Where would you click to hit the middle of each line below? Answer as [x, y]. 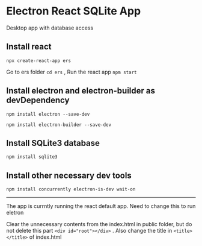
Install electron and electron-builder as [81, 91]
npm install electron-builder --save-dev [59, 125]
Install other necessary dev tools [69, 175]
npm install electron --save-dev [48, 114]
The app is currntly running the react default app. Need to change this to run [101, 206]
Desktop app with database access [50, 28]
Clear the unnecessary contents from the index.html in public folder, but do [99, 224]
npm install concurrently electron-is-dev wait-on [71, 189]
